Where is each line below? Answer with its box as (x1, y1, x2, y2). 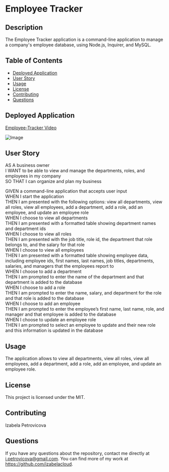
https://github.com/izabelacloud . (5, 461, 73, 467)
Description (5, 23, 43, 32)
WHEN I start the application (5, 194, 65, 200)
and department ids (5, 225, 46, 232)
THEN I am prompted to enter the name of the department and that (5, 274, 144, 280)
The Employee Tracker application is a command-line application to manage (5, 36, 163, 42)
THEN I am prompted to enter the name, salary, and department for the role (5, 290, 162, 296)
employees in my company (5, 173, 62, 179)
